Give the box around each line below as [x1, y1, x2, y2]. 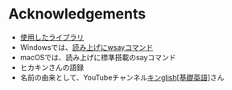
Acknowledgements [8, 5, 147, 23]
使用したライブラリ [19, 32, 85, 42]
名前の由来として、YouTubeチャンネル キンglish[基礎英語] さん [19, 72, 225, 82]
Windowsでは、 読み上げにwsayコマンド [19, 42, 154, 52]
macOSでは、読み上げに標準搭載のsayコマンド [19, 52, 176, 62]
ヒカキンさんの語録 [19, 62, 85, 72]
